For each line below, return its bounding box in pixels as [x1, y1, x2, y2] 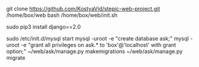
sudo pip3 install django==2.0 [6, 24, 81, 30]
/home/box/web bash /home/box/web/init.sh [6, 11, 118, 19]
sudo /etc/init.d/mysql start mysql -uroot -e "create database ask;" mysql [6, 35, 189, 42]
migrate [6, 54, 25, 61]
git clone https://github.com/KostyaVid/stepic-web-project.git [6, 5, 160, 12]
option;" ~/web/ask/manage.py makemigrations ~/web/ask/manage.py [6, 48, 183, 55]
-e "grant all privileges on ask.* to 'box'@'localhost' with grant [21, 42, 177, 48]
